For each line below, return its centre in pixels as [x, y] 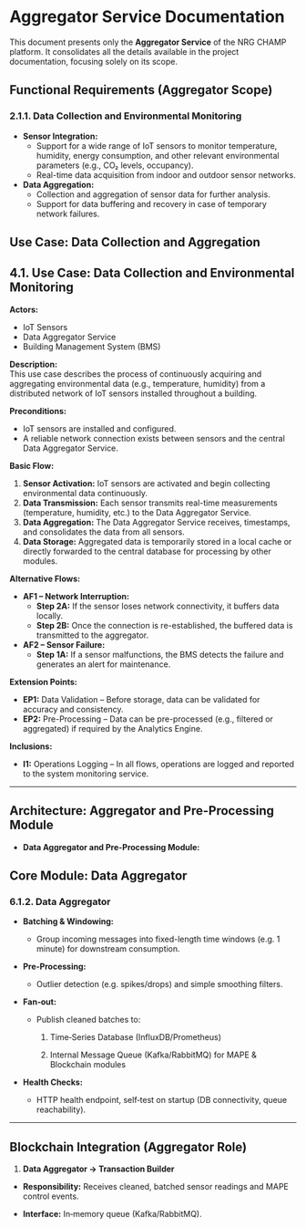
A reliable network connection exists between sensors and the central [153, 438]
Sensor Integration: [60, 136]
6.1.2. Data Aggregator [60, 901]
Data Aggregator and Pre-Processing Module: [111, 847]
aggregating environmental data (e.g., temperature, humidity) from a [138, 383]
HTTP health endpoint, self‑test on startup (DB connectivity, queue [162, 1100]
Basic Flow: [32, 465]
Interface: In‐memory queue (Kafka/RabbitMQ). [112, 1214]
